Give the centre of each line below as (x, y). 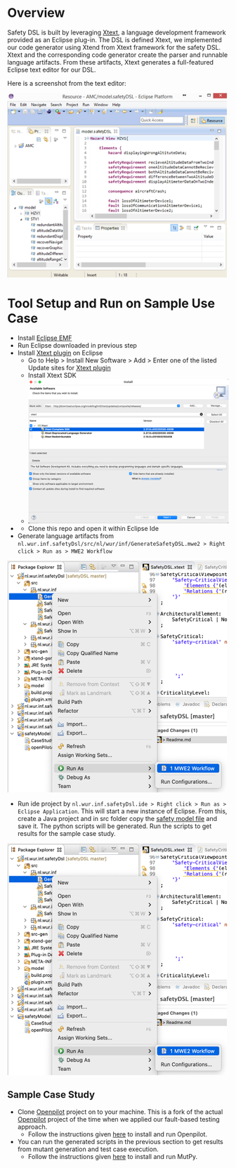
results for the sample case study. (66, 834)
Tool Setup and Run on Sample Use (111, 304)
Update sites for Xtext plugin (69, 367)
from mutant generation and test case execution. (88, 1149)
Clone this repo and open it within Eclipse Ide (93, 529)
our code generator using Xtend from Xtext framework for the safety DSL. (114, 47)
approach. (32, 1127)
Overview (36, 13)
